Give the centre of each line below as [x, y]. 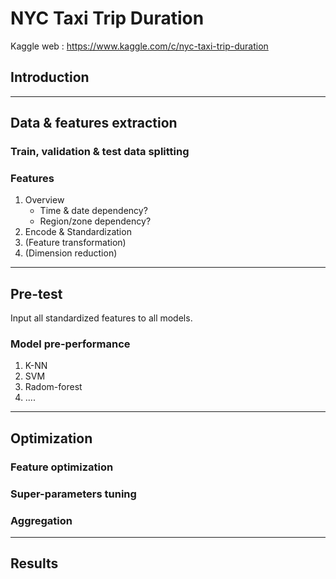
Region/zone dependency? [95, 221]
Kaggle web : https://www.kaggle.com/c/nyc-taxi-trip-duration [139, 46]
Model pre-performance [70, 344]
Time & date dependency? [93, 211]
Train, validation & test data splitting [100, 152]
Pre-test [36, 293]
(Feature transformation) [75, 243]
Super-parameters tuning [73, 494]
